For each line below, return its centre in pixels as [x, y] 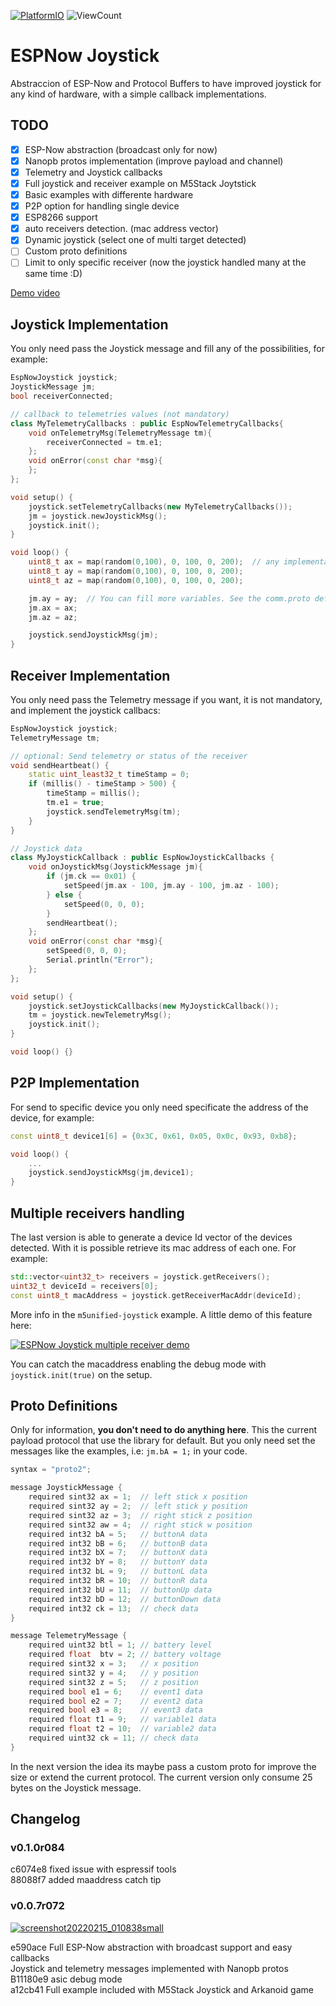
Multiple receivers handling [97, 1213]
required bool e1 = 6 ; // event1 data [115, 1691]
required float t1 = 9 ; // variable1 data [122, 1720]
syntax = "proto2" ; [51, 1470]
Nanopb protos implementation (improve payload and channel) [154, 161]
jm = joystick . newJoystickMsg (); [98, 516]
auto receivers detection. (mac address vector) [121, 229]
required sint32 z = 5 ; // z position [113, 1682]
